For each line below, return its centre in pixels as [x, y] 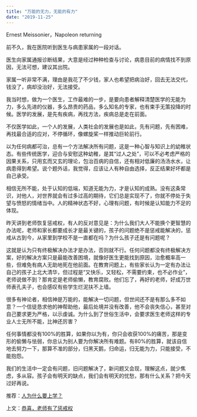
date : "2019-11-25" [30, 17]
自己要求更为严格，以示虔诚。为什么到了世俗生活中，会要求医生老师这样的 [96, 314]
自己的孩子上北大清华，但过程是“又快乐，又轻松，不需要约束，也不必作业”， [98, 272]
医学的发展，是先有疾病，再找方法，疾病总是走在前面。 [83, 114]
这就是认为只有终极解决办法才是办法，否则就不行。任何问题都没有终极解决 [96, 250]
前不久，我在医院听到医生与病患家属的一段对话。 [65, 47]
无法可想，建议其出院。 [45, 67]
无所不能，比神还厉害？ [50, 321]
